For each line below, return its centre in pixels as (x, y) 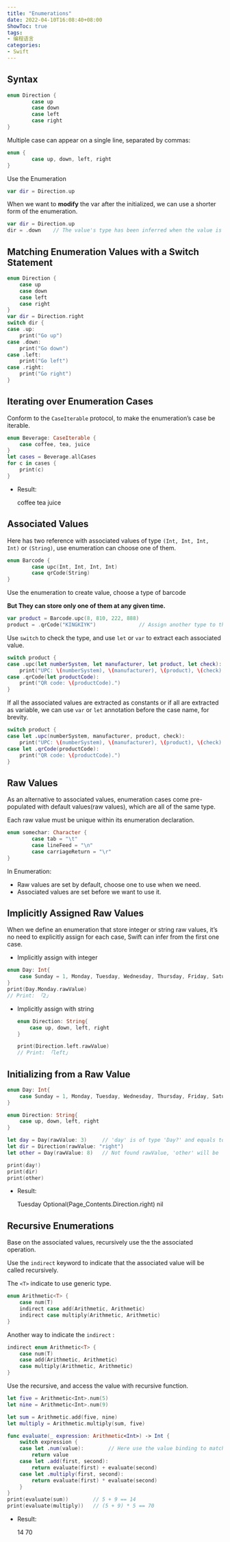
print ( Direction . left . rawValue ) (63, 1047)
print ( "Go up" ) (41, 335)
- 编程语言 (21, 39)
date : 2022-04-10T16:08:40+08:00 (55, 20)
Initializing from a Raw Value (69, 1074)
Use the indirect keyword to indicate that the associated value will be (106, 1263)
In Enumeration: (29, 871)
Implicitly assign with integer (57, 957)
